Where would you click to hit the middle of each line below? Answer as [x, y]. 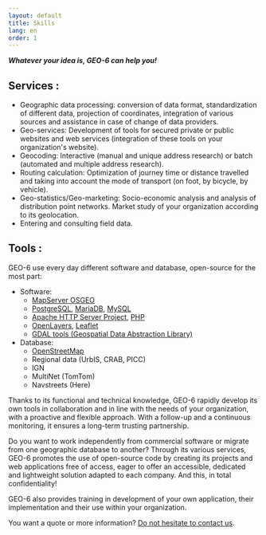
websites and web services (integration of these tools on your [121, 139]
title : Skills [32, 23]
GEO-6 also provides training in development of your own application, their [131, 498]
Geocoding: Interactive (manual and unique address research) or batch [136, 155]
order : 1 [23, 38]
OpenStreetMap [58, 351]
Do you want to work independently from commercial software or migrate [129, 441]
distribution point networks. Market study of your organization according [139, 207]
